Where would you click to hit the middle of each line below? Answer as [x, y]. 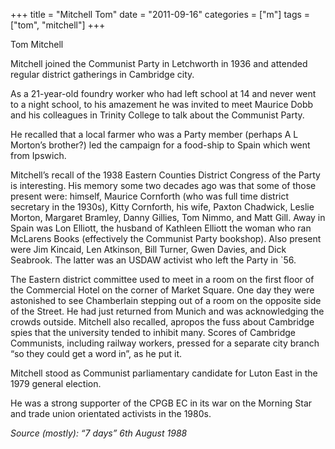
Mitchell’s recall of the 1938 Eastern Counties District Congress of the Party [165, 175]
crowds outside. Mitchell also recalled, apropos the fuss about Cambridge [162, 322]
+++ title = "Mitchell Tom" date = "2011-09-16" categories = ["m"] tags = [160, 14]
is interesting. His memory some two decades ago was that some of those [163, 185]
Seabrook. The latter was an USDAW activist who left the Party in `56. [153, 260]
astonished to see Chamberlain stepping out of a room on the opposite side [166, 300]
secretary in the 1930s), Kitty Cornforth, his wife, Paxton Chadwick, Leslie [162, 207]
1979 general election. [56, 383]
